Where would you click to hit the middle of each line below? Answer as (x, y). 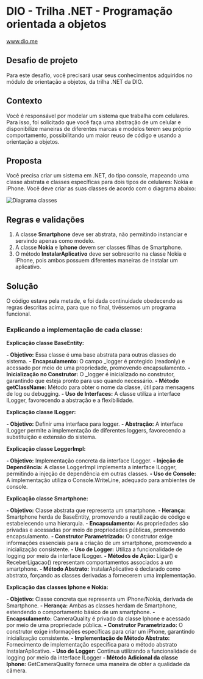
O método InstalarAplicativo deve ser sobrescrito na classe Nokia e (101, 254)
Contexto (24, 101)
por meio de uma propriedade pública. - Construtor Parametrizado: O (95, 625)
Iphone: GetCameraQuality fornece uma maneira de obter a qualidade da (98, 664)
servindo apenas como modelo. (55, 241)
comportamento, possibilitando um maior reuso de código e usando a (94, 135)
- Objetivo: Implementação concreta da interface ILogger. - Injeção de (95, 461)
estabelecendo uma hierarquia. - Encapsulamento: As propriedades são (98, 524)
